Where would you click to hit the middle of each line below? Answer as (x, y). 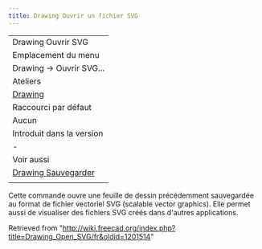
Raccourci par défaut (52, 107)
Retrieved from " (35, 228)
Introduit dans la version (58, 133)
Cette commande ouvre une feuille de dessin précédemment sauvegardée (131, 195)
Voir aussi (31, 159)
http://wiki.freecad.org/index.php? (119, 228)
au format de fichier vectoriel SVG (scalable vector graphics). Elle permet (129, 204)
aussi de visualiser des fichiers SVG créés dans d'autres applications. (123, 212)
